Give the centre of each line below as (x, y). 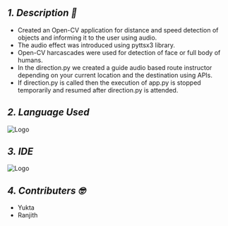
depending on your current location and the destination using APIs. (115, 75)
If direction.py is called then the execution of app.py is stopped (109, 83)
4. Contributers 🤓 (47, 190)
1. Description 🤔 (42, 13)
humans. (30, 60)
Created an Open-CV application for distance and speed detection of (118, 30)
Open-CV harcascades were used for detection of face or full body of (119, 52)
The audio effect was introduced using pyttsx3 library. (96, 45)
